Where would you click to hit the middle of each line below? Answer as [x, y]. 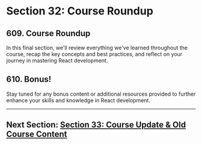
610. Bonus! [29, 79]
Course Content [37, 134]
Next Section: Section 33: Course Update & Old [96, 125]
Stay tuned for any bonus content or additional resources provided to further [101, 94]
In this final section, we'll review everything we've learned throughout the [97, 48]
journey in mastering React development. [57, 60]
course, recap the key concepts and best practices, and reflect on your [94, 54]
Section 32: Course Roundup [80, 11]
